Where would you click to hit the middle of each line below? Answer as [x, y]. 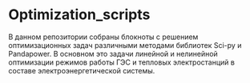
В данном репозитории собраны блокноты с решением [103, 37]
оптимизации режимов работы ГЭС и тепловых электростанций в [121, 62]
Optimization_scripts [79, 15]
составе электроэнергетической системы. [82, 70]
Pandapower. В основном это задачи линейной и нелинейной [113, 53]
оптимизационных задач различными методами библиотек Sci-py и [125, 45]
